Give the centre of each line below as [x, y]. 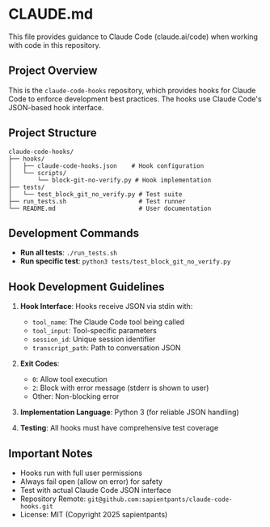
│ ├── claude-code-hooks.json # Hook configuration [106, 166]
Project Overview [53, 71]
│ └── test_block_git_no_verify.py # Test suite [95, 194]
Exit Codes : [40, 364]
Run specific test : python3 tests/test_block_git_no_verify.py [125, 261]
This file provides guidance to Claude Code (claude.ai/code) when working [133, 36]
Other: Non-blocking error [76, 396]
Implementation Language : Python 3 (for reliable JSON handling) [130, 412]
